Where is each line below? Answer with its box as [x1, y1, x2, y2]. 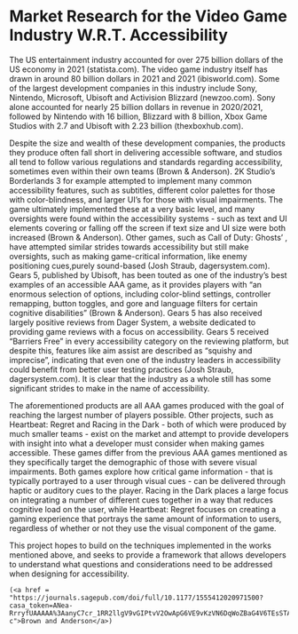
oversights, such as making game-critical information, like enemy [9, 250, 247, 261]
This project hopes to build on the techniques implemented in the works [9, 540, 272, 551]
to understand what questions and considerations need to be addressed [9, 559, 273, 569]
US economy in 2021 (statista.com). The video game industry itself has [9, 64, 268, 75]
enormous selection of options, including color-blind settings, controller [9, 289, 271, 299]
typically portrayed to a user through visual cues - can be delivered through [9, 475, 286, 486]
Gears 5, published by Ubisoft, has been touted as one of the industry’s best [9, 269, 287, 281]
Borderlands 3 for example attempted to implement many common [9, 175, 253, 186]
